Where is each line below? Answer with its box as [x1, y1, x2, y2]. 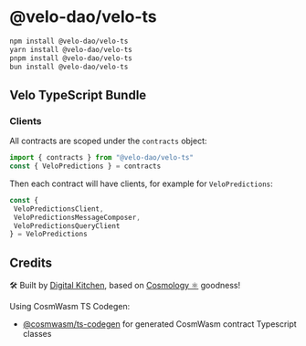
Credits [9, 255, 53, 270]
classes [22, 329, 52, 340]
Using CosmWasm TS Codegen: [9, 301, 131, 312]
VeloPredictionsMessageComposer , [13, 213, 142, 222]
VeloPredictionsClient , [13, 204, 104, 214]
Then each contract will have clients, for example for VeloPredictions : [9, 178, 274, 189]
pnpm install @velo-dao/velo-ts [9, 53, 132, 63]
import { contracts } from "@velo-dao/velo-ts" [9, 153, 195, 163]
